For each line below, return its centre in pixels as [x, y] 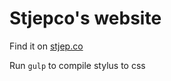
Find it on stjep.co [46, 46]
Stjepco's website [85, 18]
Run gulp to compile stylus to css [77, 65]
